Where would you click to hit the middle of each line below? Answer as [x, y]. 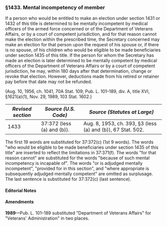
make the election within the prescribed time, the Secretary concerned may [83, 39]
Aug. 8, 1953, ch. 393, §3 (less [120, 123]
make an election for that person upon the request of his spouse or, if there [82, 45]
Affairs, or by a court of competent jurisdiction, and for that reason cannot [81, 34]
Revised [22, 109]
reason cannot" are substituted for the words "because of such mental [78, 158]
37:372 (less [56, 123]
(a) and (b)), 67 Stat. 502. [114, 130]
